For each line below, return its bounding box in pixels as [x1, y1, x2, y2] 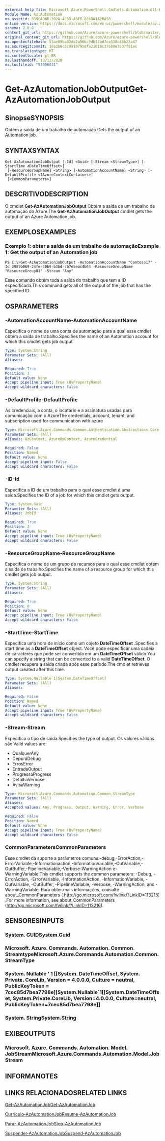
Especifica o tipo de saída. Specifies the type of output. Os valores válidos [5, 735, 155, 741]
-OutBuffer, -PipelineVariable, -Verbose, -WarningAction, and [31, 881, 155, 887]
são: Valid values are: [5, 741, 47, 747]
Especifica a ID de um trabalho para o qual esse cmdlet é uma [5, 487, 131, 493]
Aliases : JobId [5, 511, 36, 516]
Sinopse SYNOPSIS [5, 114, 64, 122]
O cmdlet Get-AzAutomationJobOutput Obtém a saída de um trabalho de [5, 203, 155, 209]
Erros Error [12, 761, 33, 766]
